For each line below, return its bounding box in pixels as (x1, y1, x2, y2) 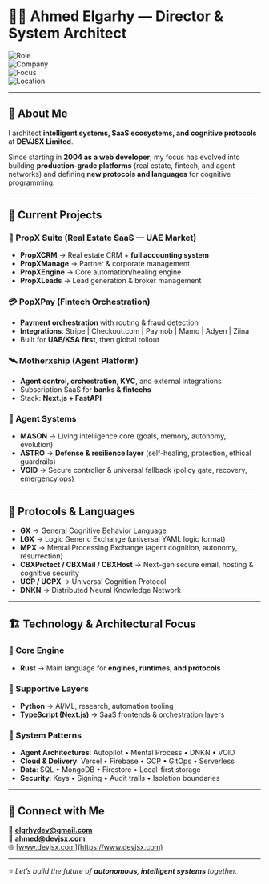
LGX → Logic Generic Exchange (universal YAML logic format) (19, 534, 226, 544)
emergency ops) (19, 474, 74, 483)
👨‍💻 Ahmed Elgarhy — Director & (8, 7, 224, 26)
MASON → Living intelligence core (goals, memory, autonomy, (19, 431, 227, 441)
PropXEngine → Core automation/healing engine (19, 267, 182, 277)
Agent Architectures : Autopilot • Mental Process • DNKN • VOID (19, 748, 235, 758)
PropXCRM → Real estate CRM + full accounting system (19, 250, 210, 260)
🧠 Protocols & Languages (8, 504, 136, 518)
